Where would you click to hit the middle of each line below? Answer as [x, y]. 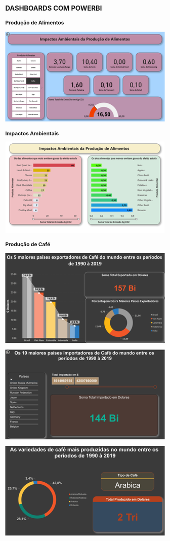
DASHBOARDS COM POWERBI [54, 8]
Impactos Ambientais [32, 134]
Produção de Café [28, 244]
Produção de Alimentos [35, 23]
